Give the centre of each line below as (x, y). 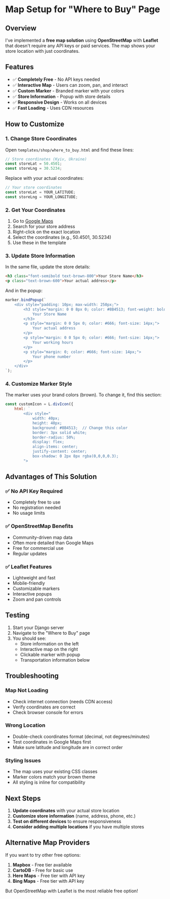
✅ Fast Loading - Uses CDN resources (53, 108)
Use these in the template (39, 243)
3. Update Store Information (40, 256)
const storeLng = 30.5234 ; (34, 169)
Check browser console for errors (48, 712)
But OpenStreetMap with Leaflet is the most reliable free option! (72, 891)
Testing (17, 615)
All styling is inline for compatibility (49, 782)
